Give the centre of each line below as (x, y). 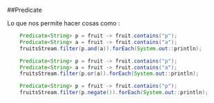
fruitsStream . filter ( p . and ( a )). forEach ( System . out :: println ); (111, 48)
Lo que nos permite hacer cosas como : (64, 23)
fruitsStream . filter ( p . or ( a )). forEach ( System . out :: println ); (109, 74)
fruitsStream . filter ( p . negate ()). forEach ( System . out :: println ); (114, 93)
